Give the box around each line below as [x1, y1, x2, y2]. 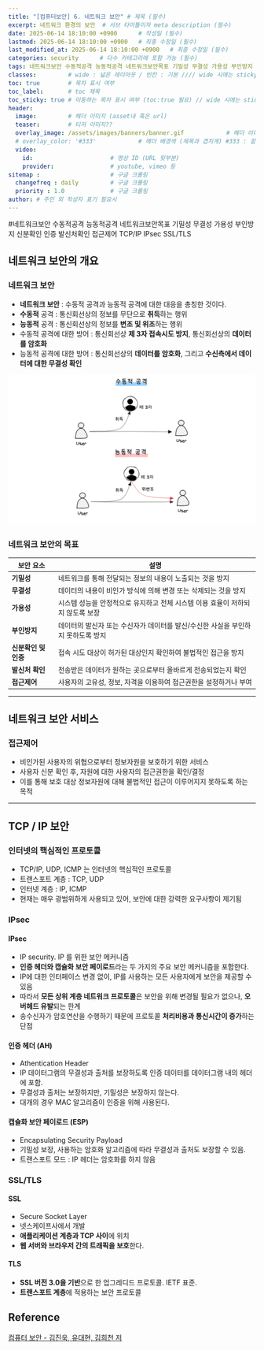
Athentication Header [19, 1058, 89, 1068]
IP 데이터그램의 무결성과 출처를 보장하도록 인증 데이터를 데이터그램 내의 [19, 1068, 238, 1077]
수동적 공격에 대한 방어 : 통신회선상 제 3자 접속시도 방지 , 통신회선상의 [19, 329, 230, 338]
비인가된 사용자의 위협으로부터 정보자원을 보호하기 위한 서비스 [19, 757, 210, 767]
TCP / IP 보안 [8, 820, 69, 833]
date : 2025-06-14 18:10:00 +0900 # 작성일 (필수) [8, 29, 183, 37]
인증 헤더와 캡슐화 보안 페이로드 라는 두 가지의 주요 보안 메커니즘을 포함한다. [19, 962, 249, 972]
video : [15, 146, 37, 154]
